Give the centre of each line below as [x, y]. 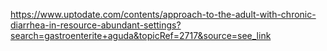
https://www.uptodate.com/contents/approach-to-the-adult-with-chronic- [163, 14]
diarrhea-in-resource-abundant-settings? [96, 25]
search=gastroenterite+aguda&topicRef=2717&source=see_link [141, 35]
